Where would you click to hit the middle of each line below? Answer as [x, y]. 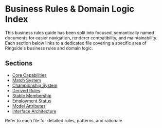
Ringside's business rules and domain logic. [49, 48]
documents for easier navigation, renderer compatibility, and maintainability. [81, 38]
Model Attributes [29, 106]
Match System [27, 80]
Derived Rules [26, 90]
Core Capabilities [29, 75]
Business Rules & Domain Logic [70, 9]
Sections [19, 63]
